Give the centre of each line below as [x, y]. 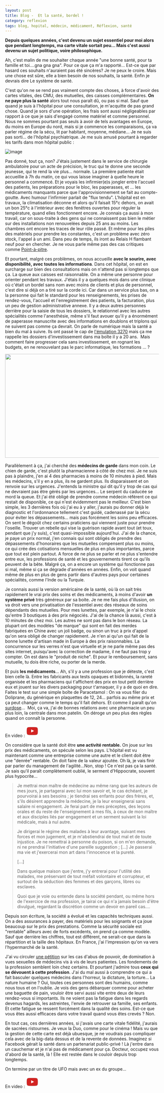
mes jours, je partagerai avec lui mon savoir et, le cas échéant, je [82, 791]
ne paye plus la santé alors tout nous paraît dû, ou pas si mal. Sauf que [77, 101]
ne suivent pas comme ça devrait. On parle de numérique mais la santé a [79, 326]
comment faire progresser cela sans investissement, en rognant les [73, 342]
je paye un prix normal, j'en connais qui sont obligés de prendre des [73, 538]
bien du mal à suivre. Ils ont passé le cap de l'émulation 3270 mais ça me [79, 332]
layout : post [18, 10]
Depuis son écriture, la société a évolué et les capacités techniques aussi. [79, 916]
